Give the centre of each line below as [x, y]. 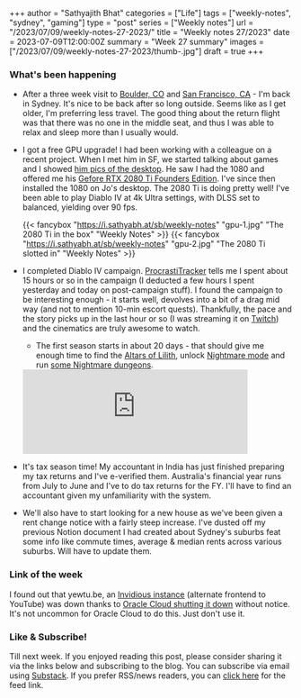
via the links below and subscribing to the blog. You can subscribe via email [150, 666]
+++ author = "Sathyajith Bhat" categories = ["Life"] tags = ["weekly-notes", [150, 13]
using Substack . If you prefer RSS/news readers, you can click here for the [147, 675]
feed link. [27, 684]
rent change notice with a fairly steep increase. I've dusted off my [144, 522]
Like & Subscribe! [49, 637]
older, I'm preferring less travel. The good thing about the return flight [151, 113]
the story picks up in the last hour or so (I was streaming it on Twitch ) [150, 319]
